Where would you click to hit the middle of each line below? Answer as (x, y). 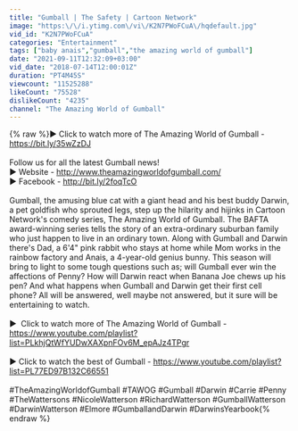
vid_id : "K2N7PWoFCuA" (51, 34)
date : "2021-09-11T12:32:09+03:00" (75, 59)
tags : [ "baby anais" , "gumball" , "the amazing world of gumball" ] (131, 51)
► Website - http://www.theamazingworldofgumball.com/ (115, 172)
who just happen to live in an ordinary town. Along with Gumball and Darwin (149, 238)
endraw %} (30, 419)
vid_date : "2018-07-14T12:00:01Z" (74, 68)
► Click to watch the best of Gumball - (80, 361)
